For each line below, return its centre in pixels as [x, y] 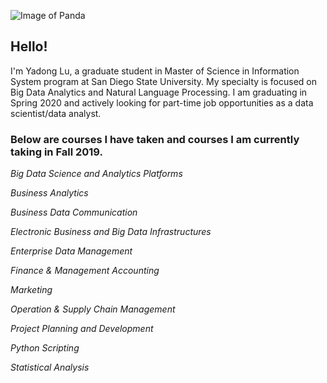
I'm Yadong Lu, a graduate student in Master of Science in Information [155, 71]
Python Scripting [45, 348]
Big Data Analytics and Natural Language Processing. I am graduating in [159, 92]
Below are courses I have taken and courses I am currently [155, 139]
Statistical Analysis [50, 367]
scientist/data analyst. [56, 113]
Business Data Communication [74, 212]
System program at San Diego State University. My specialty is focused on [164, 81]
